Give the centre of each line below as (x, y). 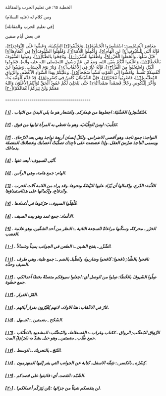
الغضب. (12, 234)
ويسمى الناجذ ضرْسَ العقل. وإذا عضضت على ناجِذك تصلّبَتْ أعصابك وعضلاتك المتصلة (82, 142)
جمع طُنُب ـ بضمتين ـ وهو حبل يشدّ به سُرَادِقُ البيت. (51, 338)
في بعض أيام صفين (23, 36)
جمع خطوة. (16, 282)
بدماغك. (12, 148)
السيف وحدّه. (17, 264)
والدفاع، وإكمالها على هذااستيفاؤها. (37, 191)
